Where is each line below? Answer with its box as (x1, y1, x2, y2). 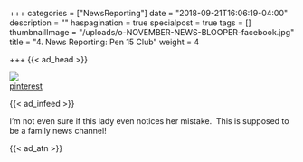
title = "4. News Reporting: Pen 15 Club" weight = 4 (9, 36, 200, 47)
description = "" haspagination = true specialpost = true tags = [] (9, 17, 251, 28)
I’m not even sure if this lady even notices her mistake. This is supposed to (9, 116, 289, 126)
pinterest (9, 81, 43, 91)
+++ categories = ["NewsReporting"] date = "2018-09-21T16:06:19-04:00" (9, 8, 289, 18)
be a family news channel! (9, 126, 107, 136)
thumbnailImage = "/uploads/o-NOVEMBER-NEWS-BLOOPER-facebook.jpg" (9, 27, 295, 37)
